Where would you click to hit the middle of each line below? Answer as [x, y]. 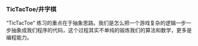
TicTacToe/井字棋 [32, 9]
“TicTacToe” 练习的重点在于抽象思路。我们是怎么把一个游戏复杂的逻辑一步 [96, 23]
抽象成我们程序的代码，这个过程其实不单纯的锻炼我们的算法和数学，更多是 [101, 30]
